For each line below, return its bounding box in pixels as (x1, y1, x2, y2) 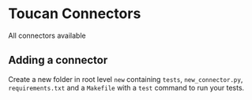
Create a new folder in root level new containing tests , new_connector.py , (8, 74, 243, 83)
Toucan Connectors (8, 5, 141, 23)
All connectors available (8, 31, 86, 40)
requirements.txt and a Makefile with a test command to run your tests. (8, 83, 245, 92)
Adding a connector (8, 54, 108, 67)
